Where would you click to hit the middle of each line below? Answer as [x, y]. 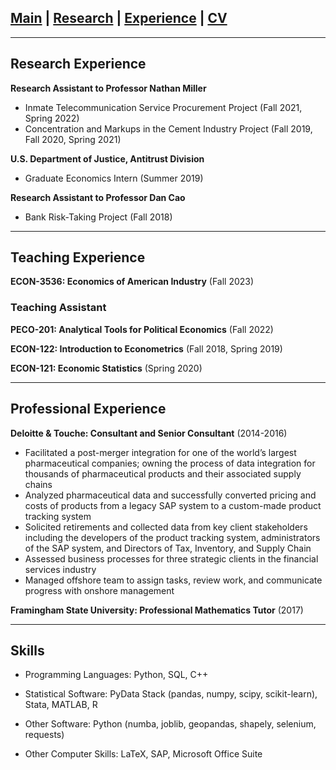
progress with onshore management [99, 590]
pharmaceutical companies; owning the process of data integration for [170, 463]
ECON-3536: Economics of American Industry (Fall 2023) [132, 282]
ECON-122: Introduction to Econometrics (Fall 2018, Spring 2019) [146, 348]
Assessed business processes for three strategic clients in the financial [171, 558]
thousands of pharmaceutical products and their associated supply [163, 473]
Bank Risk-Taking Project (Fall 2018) [98, 217]
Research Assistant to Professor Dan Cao [98, 197]
